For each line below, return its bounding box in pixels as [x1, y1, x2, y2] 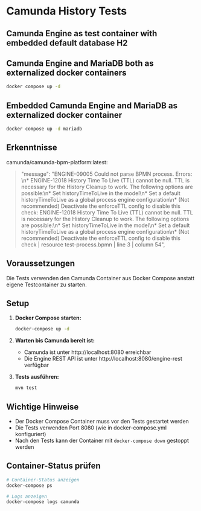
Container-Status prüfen [6, 461, 101, 471]
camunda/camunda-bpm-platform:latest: [6, 158, 108, 166]
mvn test [14, 385, 37, 391]
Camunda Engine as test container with [6, 28, 158, 39]
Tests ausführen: [14, 373, 59, 381]
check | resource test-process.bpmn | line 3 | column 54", [21, 240, 165, 248]
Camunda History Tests [6, 4, 127, 18]
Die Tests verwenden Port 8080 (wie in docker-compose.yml [14, 424, 167, 431]
